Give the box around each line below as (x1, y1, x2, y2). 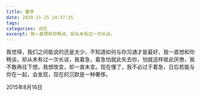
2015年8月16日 (6, 83, 43, 91)
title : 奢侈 (6, 8, 34, 15)
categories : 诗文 (6, 25, 48, 32)
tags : (6, 20, 20, 26)
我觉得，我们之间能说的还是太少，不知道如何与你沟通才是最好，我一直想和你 (6, 49, 195, 56)
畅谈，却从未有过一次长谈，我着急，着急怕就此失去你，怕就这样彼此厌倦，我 (6, 56, 195, 63)
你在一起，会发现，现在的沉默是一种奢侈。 (6, 71, 111, 78)
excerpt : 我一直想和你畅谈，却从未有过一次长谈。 (6, 31, 115, 37)
